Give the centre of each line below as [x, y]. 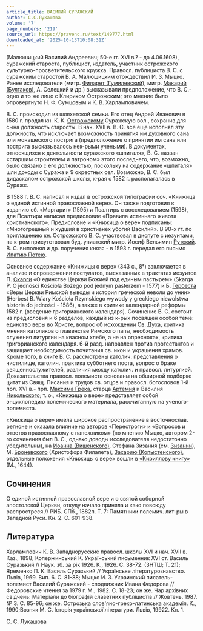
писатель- [160, 577]
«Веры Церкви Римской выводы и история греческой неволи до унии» [98, 292]
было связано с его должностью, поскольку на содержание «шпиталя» [99, 165]
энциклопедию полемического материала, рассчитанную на [85, 402]
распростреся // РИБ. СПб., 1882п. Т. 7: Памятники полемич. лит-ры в [97, 511]
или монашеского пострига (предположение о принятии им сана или [96, 140]
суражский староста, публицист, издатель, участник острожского [92, 64]
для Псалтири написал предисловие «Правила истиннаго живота [92, 216]
